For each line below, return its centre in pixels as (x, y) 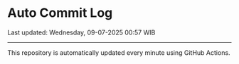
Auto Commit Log (60, 13)
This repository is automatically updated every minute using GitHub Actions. (119, 52)
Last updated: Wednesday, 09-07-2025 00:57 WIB (81, 32)
